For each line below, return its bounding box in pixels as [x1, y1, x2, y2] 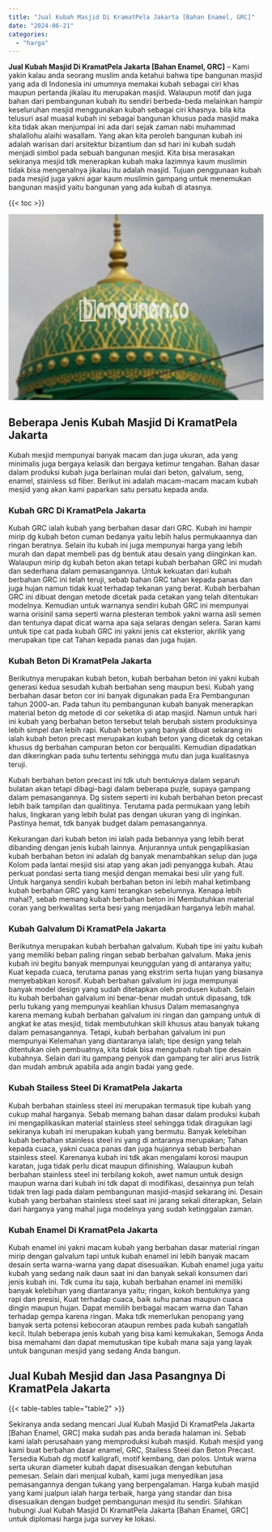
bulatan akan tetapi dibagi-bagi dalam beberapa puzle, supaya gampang [8, 784, 251, 794]
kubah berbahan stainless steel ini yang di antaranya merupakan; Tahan [8, 1135, 249, 1145]
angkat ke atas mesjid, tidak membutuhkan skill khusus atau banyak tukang [8, 1019, 260, 1029]
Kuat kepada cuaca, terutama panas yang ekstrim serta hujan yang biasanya [8, 967, 263, 977]
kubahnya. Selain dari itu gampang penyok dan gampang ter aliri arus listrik [8, 1053, 261, 1063]
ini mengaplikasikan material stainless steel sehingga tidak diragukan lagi [8, 1118, 253, 1128]
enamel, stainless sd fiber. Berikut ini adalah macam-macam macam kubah [8, 476, 259, 485]
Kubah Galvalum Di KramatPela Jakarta [8, 924, 167, 935]
